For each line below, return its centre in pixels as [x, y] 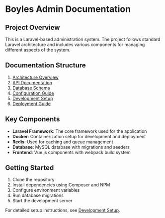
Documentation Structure [45, 65]
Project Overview [33, 27]
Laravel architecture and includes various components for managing [75, 45]
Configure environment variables [46, 190]
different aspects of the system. [38, 50]
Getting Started [30, 168]
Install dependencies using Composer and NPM [61, 185]
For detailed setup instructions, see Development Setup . [63, 210]
